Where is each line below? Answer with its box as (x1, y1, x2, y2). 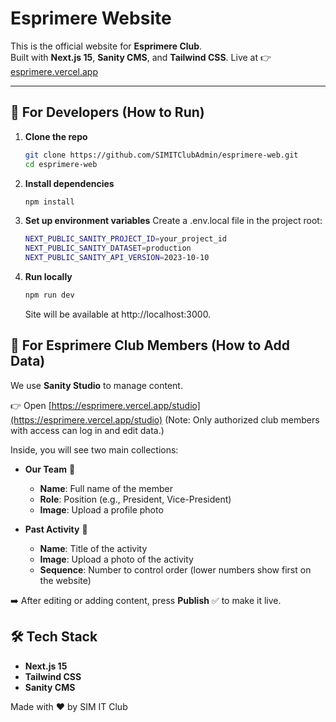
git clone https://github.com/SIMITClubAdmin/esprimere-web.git (24, 150, 299, 160)
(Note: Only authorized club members (164, 413, 320, 426)
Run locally (24, 271, 73, 282)
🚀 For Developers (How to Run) (10, 104, 205, 121)
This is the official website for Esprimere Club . (10, 40, 203, 52)
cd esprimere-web (24, 159, 98, 169)
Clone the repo (24, 130, 88, 142)
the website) (39, 574, 92, 586)
